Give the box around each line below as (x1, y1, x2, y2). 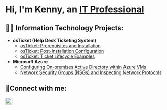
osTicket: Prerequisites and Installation (20, 43, 101, 49)
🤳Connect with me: (5, 84, 67, 93)
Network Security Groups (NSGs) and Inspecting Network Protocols (20, 69, 162, 76)
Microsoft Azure (12, 59, 48, 64)
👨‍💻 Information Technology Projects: (5, 24, 124, 32)
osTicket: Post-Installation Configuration (20, 48, 104, 54)
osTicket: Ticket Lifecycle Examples (20, 53, 95, 59)
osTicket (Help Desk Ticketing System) (12, 37, 97, 43)
